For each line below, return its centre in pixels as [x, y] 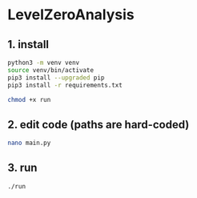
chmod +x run [29, 99]
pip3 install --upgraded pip [56, 78]
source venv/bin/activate [50, 70]
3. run [22, 168]
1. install [28, 44]
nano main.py [29, 143]
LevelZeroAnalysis [71, 15]
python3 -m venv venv [44, 63]
